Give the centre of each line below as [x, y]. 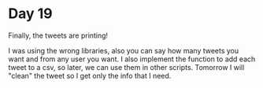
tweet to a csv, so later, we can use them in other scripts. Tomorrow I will [126, 67]
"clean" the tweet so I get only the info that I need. [90, 75]
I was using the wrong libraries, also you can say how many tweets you [124, 50]
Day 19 [30, 14]
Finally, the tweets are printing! [58, 35]
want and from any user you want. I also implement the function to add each [132, 59]
